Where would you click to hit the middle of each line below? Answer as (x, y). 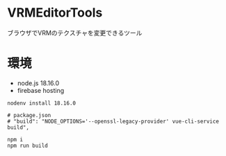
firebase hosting (41, 90)
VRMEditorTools (55, 13)
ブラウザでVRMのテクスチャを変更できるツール (75, 33)
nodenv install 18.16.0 (42, 103)
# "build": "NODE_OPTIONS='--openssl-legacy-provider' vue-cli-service (113, 121)
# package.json (29, 115)
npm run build (28, 146)
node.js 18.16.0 (38, 83)
